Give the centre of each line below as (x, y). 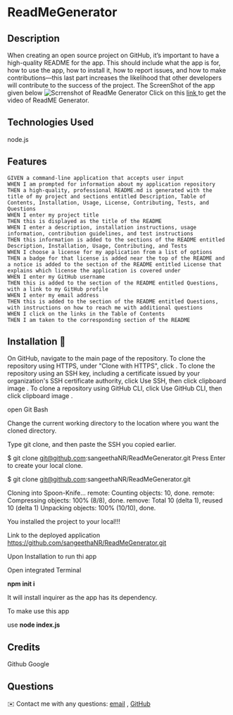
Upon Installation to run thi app (52, 557)
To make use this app (38, 611)
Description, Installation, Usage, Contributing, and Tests (97, 246)
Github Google (28, 664)
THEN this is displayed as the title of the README (84, 221)
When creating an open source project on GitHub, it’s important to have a (113, 55)
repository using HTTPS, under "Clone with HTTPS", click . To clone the (111, 366)
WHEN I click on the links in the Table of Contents (86, 314)
